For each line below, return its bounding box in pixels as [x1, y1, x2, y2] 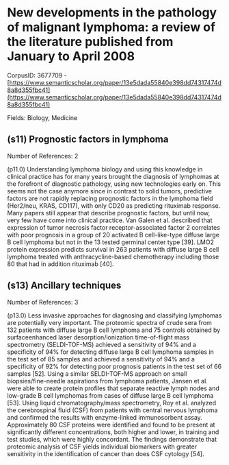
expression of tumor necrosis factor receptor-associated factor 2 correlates [7, 223, 221, 231]
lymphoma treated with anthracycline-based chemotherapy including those [7, 252, 219, 261]
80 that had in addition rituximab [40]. [7, 259, 114, 268]
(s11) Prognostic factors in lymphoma [7, 134, 169, 145]
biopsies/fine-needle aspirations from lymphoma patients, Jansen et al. [7, 377, 208, 385]
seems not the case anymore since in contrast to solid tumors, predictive [7, 187, 213, 195]
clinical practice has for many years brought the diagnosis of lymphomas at [7, 172, 219, 180]
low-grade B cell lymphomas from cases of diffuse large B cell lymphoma [7, 391, 214, 399]
